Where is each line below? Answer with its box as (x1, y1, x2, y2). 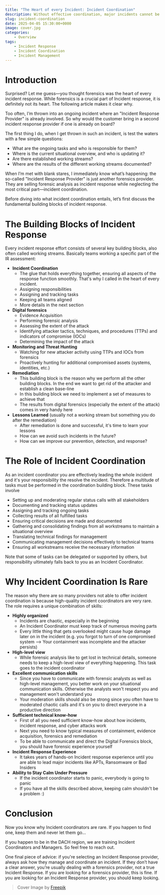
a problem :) (19, 791, 44, 797)
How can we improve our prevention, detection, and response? (19, 438, 148, 444)
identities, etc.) (19, 365, 50, 371)
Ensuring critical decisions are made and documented (12, 518, 122, 524)
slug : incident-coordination (5, 16, 65, 21)
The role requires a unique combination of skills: (5, 603, 103, 609)
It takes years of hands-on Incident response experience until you (19, 754, 154, 760)
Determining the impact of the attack (19, 339, 95, 345)
